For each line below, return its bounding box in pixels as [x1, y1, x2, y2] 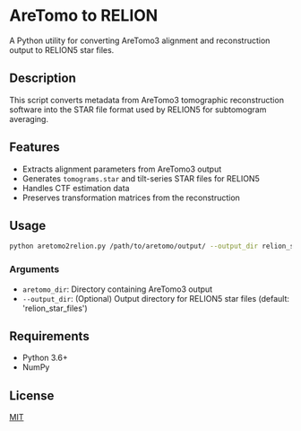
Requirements [9, 329, 90, 344]
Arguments [9, 263, 60, 276]
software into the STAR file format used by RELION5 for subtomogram [9, 104, 267, 115]
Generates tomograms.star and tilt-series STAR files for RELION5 [21, 172, 260, 184]
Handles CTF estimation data [21, 182, 130, 193]
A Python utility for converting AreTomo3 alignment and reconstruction [9, 35, 271, 46]
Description [9, 71, 76, 86]
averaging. [9, 113, 49, 124]
